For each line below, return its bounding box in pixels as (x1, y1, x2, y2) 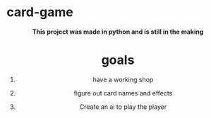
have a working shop (92, 75, 154, 84)
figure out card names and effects (73, 88, 173, 97)
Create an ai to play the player (79, 103, 167, 111)
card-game (6, 4, 73, 20)
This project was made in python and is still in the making (32, 27, 204, 36)
